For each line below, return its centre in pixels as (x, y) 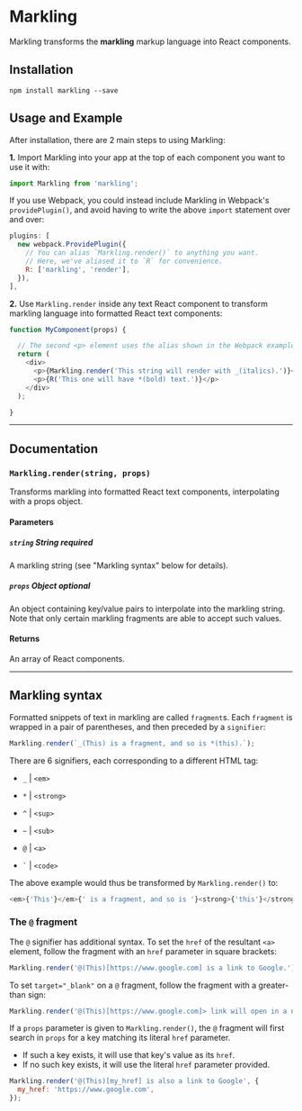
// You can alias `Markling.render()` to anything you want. (142, 253)
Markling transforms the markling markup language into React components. (151, 41)
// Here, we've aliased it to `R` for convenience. (124, 262)
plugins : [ (30, 236)
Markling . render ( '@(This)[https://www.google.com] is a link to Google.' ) (152, 968)
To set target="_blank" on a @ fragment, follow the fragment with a (133, 985)
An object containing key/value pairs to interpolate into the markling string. (147, 609)
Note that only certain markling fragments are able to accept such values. (146, 618)
